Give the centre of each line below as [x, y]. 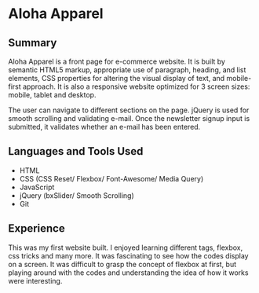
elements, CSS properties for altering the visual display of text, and [117, 78]
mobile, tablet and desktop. [52, 95]
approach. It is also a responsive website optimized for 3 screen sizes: [136, 86]
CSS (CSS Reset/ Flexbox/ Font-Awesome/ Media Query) [111, 178]
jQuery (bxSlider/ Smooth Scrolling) [77, 195]
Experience [36, 229]
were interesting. [35, 280]
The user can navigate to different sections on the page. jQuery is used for [129, 110]
